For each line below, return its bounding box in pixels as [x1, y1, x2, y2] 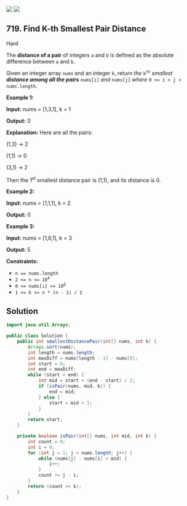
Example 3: [6, 223, 35, 230]
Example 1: [6, 94, 34, 101]
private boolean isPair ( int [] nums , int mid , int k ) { [17, 433, 157, 439]
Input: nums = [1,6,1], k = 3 [6, 234, 73, 242]
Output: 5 [6, 246, 31, 254]
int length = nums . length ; [28, 349, 95, 356]
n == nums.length [14, 270, 59, 276]
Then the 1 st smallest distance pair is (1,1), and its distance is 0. [6, 175, 161, 183]
